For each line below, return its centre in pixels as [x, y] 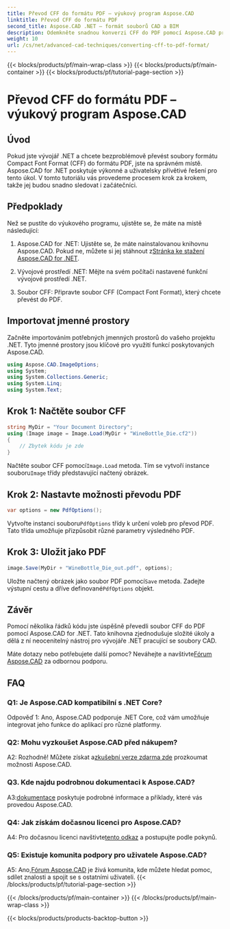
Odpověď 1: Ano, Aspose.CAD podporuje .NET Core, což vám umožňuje [108, 717]
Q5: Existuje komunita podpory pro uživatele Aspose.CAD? [107, 855]
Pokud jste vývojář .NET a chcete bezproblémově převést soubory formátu [112, 156]
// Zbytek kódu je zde [52, 446]
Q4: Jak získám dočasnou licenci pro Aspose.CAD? [94, 822]
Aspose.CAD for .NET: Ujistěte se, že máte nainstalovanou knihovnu [113, 243]
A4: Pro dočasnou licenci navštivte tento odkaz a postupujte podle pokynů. [112, 837]
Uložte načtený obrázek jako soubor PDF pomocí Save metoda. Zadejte [106, 581]
